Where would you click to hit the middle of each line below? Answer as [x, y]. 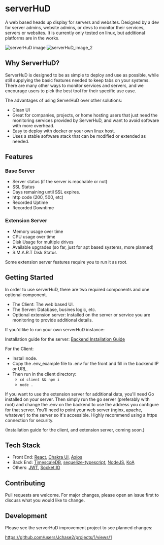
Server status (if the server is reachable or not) [60, 182]
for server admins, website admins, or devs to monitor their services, [75, 27]
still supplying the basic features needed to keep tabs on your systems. [78, 80]
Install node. [25, 358]
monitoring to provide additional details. [52, 320]
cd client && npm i [40, 380]
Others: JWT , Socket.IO [36, 467]
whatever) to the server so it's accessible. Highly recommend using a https [81, 415]
